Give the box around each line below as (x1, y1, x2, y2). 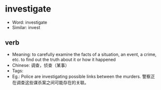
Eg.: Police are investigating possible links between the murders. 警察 (12, 74, 151, 79)
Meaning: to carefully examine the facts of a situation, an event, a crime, (12, 51, 157, 57)
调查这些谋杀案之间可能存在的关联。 (16, 79, 89, 85)
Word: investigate (12, 19, 48, 25)
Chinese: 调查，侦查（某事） (12, 62, 69, 68)
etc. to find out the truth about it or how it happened (12, 57, 116, 62)
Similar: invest (12, 24, 40, 30)
